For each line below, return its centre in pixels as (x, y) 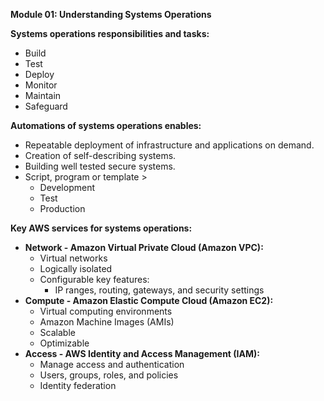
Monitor (41, 85)
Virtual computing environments (106, 311)
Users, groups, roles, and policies (109, 375)
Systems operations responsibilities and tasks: (110, 33)
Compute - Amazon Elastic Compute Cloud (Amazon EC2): (149, 300)
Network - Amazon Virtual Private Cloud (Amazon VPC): (144, 247)
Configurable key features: (94, 279)
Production (62, 208)
